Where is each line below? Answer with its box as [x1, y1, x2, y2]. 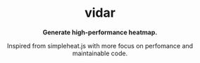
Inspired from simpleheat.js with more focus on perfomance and [6, 41, 194, 50]
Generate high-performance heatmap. [42, 28, 158, 36]
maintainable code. [72, 49, 128, 57]
